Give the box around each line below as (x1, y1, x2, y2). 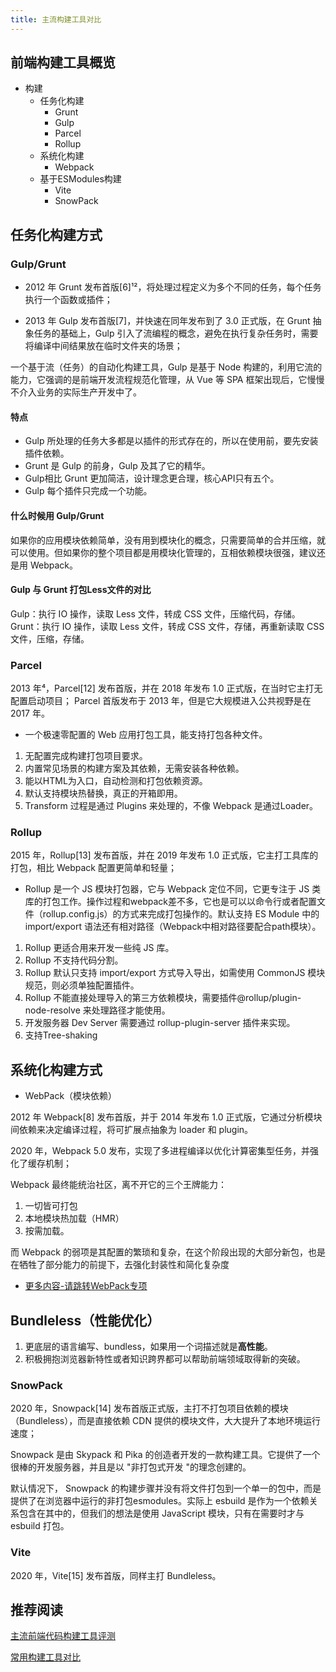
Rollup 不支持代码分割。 (24, 954, 124, 966)
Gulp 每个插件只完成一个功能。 (24, 485, 153, 497)
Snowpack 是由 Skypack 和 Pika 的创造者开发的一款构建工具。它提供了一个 (10, 1449, 321, 1461)
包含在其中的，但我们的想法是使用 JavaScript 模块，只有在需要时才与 (18, 1507, 305, 1520)
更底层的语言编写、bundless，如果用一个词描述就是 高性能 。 (24, 1340, 273, 1352)
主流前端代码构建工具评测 (10, 1630, 116, 1642)
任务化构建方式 (10, 226, 103, 243)
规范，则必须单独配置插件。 (24, 979, 140, 991)
